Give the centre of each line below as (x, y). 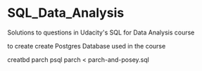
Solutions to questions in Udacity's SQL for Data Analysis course (101, 32)
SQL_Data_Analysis (66, 13)
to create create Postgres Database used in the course (87, 46)
